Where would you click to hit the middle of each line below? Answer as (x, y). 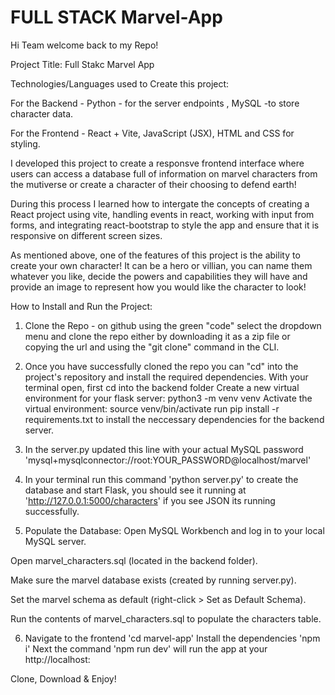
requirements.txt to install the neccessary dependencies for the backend (174, 419)
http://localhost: (57, 659)
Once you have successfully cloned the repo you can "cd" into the (161, 366)
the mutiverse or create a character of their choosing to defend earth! (153, 184)
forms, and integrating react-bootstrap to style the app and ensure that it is (165, 225)
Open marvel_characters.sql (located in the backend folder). (134, 560)
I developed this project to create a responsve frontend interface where (157, 163)
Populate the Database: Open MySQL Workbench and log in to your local (174, 530)
